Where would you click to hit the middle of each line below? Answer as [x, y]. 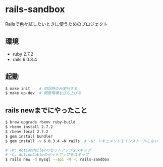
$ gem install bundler [29, 136]
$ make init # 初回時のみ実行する [41, 89]
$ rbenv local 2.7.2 [27, 132]
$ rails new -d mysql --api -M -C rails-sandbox [57, 160]
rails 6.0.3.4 [25, 59]
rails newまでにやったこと [46, 110]
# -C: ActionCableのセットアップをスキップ [47, 155]
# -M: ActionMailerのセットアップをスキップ [48, 150]
